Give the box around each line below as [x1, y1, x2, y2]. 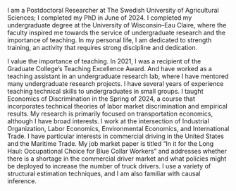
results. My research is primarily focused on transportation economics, [7, 109, 213, 118]
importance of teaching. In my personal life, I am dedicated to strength [7, 36, 212, 44]
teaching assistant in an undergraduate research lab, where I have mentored [7, 72, 229, 80]
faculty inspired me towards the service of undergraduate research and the [7, 28, 226, 37]
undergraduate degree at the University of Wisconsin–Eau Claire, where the [7, 21, 227, 29]
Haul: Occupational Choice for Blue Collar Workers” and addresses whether [7, 147, 228, 155]
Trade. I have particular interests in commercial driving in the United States [7, 132, 224, 140]
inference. [7, 177, 37, 185]
